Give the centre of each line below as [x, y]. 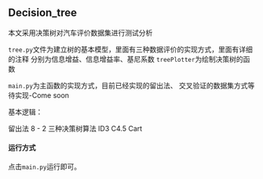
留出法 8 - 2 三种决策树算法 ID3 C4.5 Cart [75, 128]
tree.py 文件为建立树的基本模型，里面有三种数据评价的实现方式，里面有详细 [131, 49]
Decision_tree [42, 13]
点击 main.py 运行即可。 [45, 166]
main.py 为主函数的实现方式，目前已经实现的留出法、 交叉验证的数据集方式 [128, 85]
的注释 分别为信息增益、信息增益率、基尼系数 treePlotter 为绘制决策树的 [126, 59]
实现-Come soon [42, 95]
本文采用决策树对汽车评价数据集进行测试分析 [80, 32]
